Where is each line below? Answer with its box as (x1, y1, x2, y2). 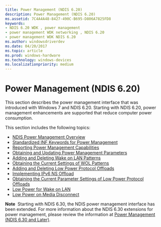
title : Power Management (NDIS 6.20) (5, 7, 83, 12)
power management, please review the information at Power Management (5, 212, 156, 218)
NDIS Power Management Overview (12, 134, 85, 140)
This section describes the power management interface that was (5, 99, 139, 106)
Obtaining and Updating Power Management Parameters (12, 150, 128, 156)
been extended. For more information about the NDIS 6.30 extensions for (5, 206, 154, 212)
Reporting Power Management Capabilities (12, 144, 99, 150)
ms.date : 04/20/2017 (5, 44, 48, 49)
